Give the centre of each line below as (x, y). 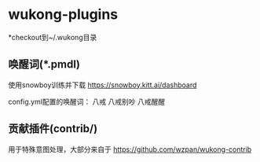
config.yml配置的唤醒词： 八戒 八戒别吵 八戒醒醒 (87, 101)
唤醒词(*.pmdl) (44, 64)
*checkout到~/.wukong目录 (53, 37)
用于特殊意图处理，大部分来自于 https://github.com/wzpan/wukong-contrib (130, 149)
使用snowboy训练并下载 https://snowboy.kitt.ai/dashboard (103, 85)
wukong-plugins (63, 15)
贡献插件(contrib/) (53, 129)
